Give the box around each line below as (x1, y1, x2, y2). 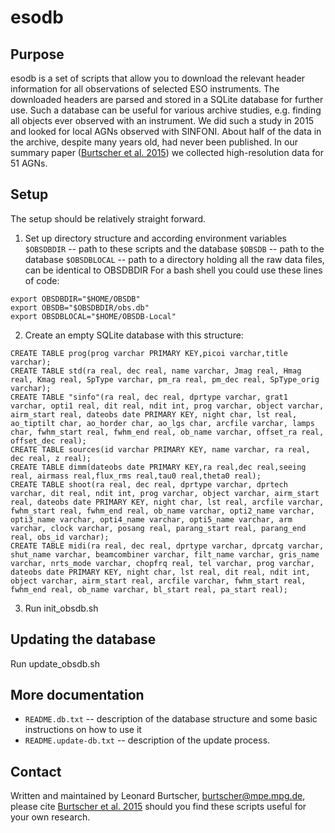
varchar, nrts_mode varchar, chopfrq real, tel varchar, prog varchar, (10, 558, 315, 568)
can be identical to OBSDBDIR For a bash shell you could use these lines (24, 264, 323, 276)
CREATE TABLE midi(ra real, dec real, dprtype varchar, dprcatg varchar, (10, 541, 325, 551)
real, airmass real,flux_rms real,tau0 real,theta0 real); (10, 471, 262, 481)
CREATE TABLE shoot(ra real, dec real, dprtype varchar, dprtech (10, 479, 288, 490)
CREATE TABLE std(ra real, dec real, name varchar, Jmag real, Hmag (10, 366, 302, 376)
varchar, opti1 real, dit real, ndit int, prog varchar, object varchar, (10, 401, 325, 411)
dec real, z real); (10, 453, 92, 463)
